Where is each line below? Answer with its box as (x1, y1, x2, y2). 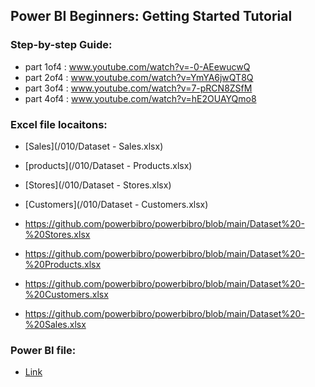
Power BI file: (10, 343, 77, 357)
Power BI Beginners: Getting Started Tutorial (10, 8, 293, 25)
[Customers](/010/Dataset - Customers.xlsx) (24, 198, 209, 210)
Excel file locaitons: (10, 117, 108, 131)
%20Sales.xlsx (24, 318, 87, 330)
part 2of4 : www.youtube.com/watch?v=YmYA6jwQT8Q (24, 71, 254, 83)
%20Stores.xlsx (24, 228, 91, 240)
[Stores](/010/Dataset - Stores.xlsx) (24, 179, 172, 191)
